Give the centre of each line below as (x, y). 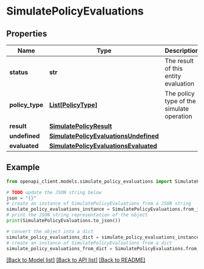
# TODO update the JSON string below (54, 192)
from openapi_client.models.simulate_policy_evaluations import (89, 181)
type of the (180, 101)
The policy (180, 94)
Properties (27, 34)
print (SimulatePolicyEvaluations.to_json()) (63, 221)
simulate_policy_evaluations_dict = (53, 237)
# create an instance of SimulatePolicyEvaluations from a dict (89, 243)
